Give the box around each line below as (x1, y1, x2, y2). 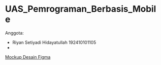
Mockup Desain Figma (5, 54, 51, 60)
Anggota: (5, 30, 24, 36)
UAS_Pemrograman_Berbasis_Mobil (5, 3, 157, 15)
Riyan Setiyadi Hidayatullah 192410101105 (12, 39, 97, 45)
